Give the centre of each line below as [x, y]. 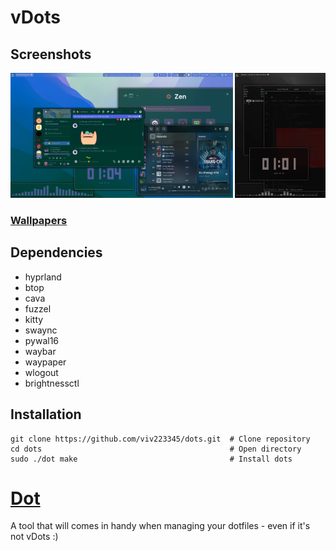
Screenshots [51, 54]
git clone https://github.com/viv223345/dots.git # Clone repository [160, 439]
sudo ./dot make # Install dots [151, 459]
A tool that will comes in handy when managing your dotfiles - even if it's [160, 526]
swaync [41, 330]
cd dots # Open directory [156, 449]
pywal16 [42, 340]
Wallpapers [39, 220]
